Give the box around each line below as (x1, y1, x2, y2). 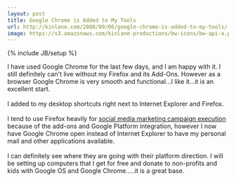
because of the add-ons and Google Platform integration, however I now (7, 122, 217, 130)
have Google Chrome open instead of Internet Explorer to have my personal (7, 129, 226, 138)
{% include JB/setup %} (7, 49, 77, 57)
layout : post (7, 10, 46, 17)
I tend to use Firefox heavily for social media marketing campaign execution (7, 115, 226, 123)
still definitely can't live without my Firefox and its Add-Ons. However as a (7, 70, 221, 78)
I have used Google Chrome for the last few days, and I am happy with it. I (7, 62, 221, 71)
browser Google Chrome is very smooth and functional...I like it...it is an (7, 78, 214, 86)
